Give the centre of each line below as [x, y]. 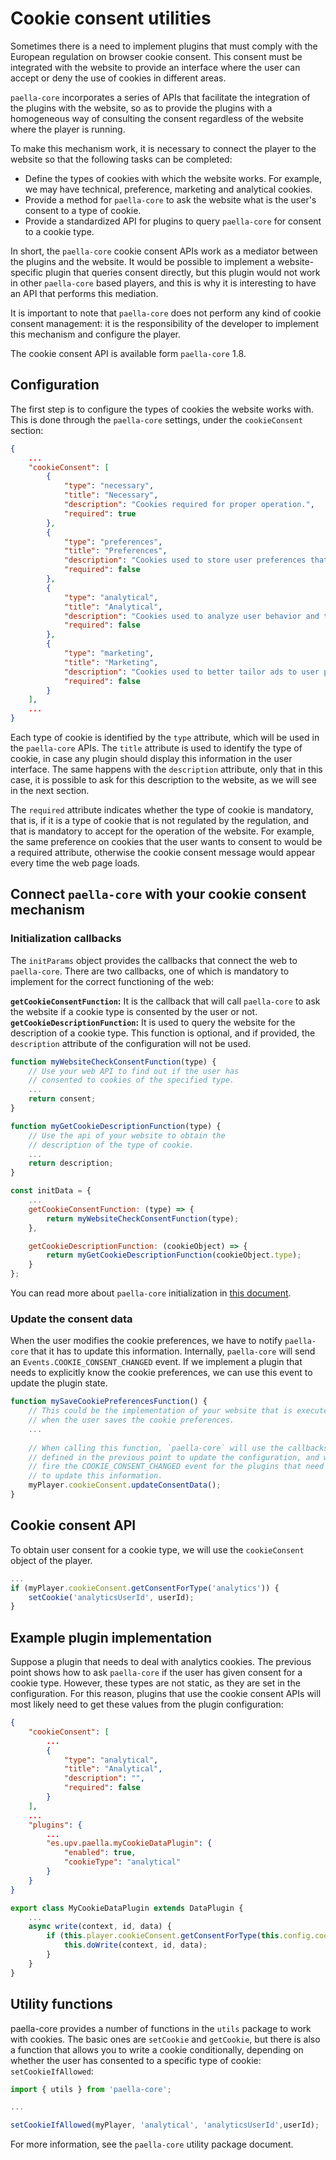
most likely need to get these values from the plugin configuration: [147, 1704]
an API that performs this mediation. [84, 293]
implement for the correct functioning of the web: [112, 981]
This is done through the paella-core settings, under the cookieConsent [156, 419]
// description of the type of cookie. [111, 1145]
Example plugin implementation [111, 1637]
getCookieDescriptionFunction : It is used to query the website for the [153, 1022]
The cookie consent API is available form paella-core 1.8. [128, 353]
